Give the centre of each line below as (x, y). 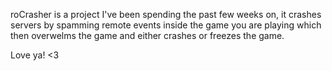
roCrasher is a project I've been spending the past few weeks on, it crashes (166, 14)
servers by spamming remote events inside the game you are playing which (166, 25)
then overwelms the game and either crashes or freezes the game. (147, 35)
